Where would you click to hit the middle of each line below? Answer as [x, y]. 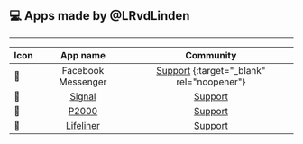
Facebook [83, 70]
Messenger [83, 82]
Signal [83, 96]
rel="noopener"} [211, 82]
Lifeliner [83, 125]
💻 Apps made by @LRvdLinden [100, 16]
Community [211, 55]
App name [83, 55]
